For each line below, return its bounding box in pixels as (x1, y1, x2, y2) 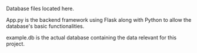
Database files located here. (6, 5, 75, 12)
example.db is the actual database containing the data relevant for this (6, 34, 177, 41)
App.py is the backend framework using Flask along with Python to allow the (6, 16, 192, 23)
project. (6, 41, 25, 47)
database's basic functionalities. (6, 23, 85, 29)
